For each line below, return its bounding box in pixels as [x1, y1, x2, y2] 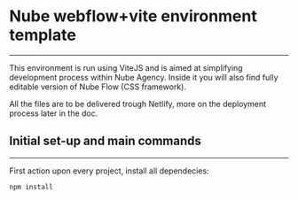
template [9, 25, 77, 45]
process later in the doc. [9, 108, 98, 119]
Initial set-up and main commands [9, 134, 202, 149]
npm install [9, 182, 53, 191]
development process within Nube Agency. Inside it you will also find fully [9, 72, 278, 82]
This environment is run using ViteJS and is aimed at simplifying [9, 62, 243, 73]
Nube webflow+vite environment [9, 6, 257, 27]
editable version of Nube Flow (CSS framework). [9, 81, 186, 92]
